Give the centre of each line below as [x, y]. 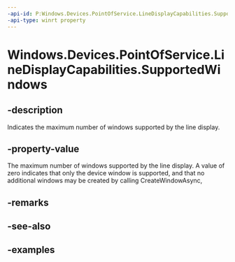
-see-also [29, 227]
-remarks [28, 202]
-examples [31, 250]
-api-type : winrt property [47, 20]
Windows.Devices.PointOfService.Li [116, 55]
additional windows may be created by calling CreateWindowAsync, [105, 181]
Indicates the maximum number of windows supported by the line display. [114, 127]
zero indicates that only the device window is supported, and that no [106, 173]
